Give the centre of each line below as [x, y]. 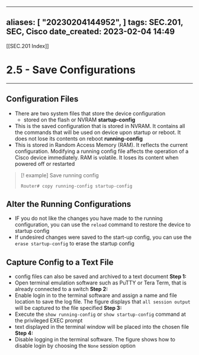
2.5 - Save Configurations [71, 70]
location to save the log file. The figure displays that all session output [102, 302]
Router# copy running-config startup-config [76, 186]
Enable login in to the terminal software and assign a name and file [96, 295]
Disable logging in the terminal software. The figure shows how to [95, 340]
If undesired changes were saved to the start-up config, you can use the [103, 237]
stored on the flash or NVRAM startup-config [79, 120]
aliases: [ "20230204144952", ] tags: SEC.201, [95, 22]
